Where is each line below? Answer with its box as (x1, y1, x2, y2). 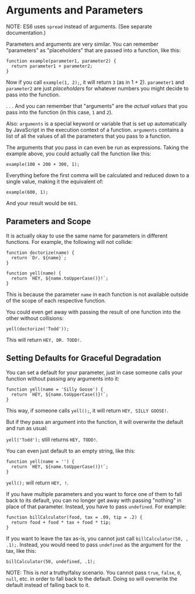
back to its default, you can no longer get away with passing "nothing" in (6, 497, 182, 504)
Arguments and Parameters (6, 4, 143, 17)
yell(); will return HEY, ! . (6, 479, 69, 486)
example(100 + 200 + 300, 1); (6, 161, 80, 167)
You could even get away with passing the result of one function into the (6, 308, 181, 315)
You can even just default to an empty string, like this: (6, 447, 136, 454)
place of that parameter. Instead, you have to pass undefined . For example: (6, 503, 186, 510)
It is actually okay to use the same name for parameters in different (6, 232, 168, 239)
